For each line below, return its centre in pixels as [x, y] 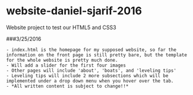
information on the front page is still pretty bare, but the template [96, 55]
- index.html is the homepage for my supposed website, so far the [91, 50]
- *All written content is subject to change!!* [67, 86]
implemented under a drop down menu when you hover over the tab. [90, 81]
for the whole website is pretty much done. [62, 60]
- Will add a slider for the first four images [66, 65]
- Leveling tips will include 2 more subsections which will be [87, 75]
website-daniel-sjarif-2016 [74, 11]
